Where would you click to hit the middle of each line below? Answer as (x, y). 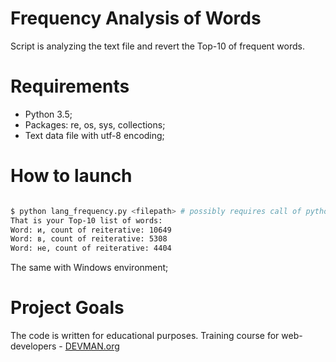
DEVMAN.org (92, 346)
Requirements (70, 86)
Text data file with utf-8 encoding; (94, 135)
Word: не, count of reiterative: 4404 (91, 248)
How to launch (71, 176)
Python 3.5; (48, 114)
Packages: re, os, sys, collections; (95, 124)
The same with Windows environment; (89, 268)
